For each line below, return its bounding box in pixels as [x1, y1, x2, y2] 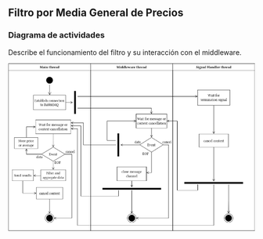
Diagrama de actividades [8, 30, 106, 41]
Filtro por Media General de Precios [8, 6, 184, 20]
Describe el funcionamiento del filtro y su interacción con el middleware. [8, 47, 242, 57]
